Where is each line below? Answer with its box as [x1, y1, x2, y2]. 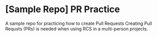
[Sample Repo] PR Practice [5, 4, 120, 15]
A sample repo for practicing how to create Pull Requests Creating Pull [5, 20, 152, 26]
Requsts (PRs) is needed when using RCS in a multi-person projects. [5, 25, 148, 31]
